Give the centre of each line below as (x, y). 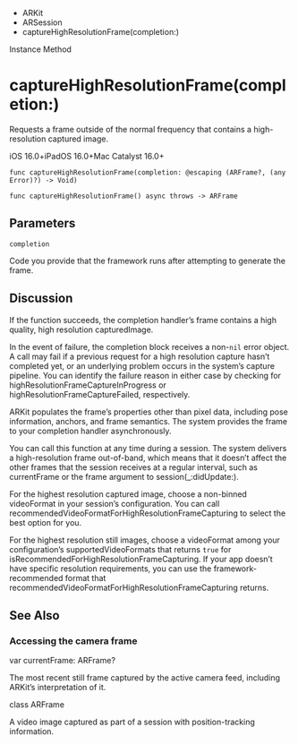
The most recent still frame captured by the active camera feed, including (145, 678)
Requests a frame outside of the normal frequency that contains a (131, 129)
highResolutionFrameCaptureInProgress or (88, 385)
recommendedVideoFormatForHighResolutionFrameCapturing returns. (139, 587)
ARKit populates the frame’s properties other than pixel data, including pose (149, 412)
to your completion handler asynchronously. (90, 431)
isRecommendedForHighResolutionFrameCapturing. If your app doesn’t (141, 559)
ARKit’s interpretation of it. (58, 688)
